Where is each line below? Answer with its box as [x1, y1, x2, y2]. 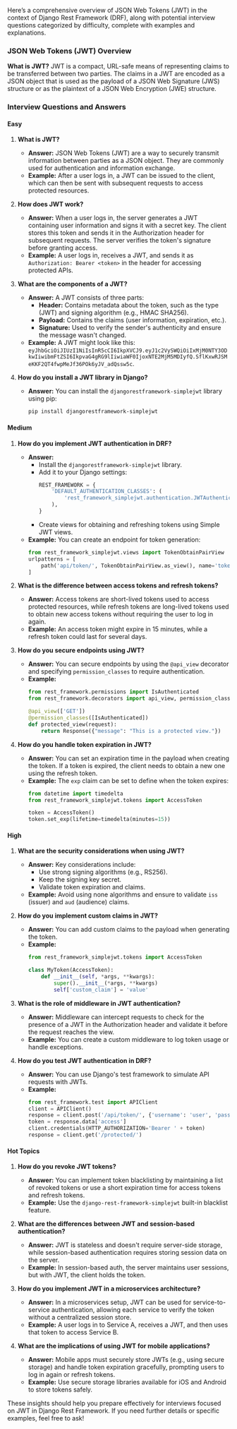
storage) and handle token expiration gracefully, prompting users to [28, 1363, 224, 1371]
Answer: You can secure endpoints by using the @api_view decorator [28, 659, 229, 669]
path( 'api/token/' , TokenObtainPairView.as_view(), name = [41, 562, 215, 569]
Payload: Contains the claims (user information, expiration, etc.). [38, 316, 227, 324]
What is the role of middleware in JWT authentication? [17, 999, 181, 1007]
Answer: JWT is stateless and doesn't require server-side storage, [28, 1241, 223, 1249]
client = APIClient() [28, 1105, 92, 1112]
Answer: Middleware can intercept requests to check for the [28, 1012, 205, 1021]
